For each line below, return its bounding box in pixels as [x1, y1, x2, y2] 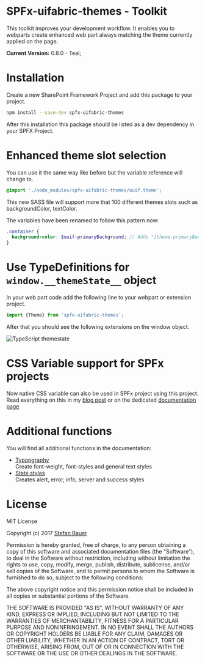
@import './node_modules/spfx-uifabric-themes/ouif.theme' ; [6, 187, 163, 194]
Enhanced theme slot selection [6, 148, 167, 162]
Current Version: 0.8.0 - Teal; [6, 49, 82, 56]
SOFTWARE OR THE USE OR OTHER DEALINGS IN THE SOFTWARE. [6, 649, 178, 656]
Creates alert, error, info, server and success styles [15, 476, 145, 483]
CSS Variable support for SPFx [6, 356, 164, 370]
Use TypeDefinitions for [6, 260, 130, 274]
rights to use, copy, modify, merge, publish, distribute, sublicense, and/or [6, 560, 190, 568]
